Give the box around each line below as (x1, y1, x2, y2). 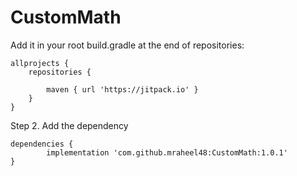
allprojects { (10, 58, 70, 68)
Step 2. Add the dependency (10, 119, 129, 131)
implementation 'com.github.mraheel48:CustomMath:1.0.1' (46, 147, 288, 158)
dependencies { (10, 139, 74, 149)
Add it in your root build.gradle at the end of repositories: (10, 39, 245, 51)
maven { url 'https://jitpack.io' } (46, 84, 199, 95)
